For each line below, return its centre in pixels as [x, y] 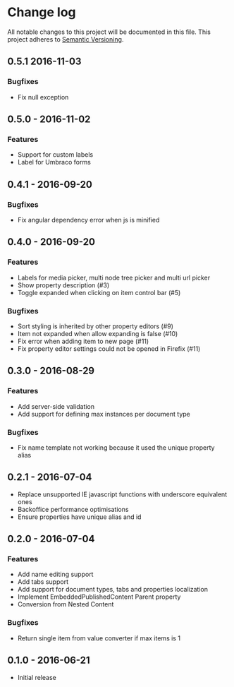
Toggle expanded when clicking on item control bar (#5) [99, 292]
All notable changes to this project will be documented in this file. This [109, 32]
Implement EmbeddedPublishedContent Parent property [99, 597]
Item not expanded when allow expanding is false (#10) [98, 333]
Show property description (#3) [63, 285]
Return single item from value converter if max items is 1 [99, 638]
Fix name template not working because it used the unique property [116, 447]
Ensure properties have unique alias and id [79, 517]
